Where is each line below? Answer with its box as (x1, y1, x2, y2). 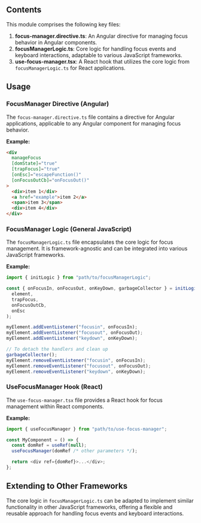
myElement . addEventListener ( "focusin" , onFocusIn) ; (6, 324, 138, 330)
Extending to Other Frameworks (6, 481, 127, 491)
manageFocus (11, 155, 42, 161)
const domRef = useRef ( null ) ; (11, 443, 87, 449)
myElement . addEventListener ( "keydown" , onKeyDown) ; (6, 336, 138, 342)
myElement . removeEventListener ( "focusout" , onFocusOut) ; (6, 363, 151, 369)
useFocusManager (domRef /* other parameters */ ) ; (11, 448, 138, 454)
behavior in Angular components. (14, 38, 98, 46)
